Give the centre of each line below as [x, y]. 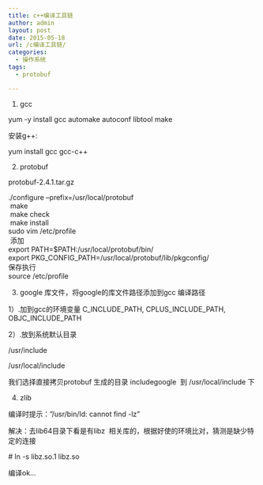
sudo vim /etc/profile [42, 231]
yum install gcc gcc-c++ [48, 151]
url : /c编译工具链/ [37, 45]
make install [29, 222]
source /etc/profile [39, 276]
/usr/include [28, 350]
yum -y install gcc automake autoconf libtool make [90, 119]
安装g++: [23, 135]
